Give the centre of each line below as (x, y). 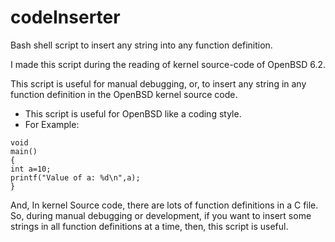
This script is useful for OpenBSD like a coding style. (133, 113)
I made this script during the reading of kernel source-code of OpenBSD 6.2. (168, 64)
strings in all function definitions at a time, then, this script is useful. (149, 226)
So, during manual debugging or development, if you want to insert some (161, 215)
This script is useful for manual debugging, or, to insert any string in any (158, 83)
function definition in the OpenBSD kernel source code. (124, 94)
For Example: (52, 124)
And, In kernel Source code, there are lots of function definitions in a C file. (164, 205)
